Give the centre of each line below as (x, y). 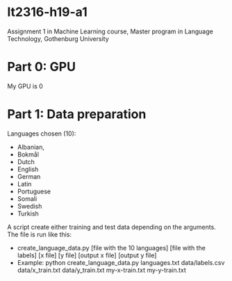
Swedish (30, 206)
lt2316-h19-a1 (48, 12)
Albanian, (31, 147)
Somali (27, 198)
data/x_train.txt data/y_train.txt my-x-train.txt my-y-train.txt (101, 270)
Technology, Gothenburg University (58, 38)
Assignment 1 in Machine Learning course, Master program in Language (110, 31)
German (29, 176)
